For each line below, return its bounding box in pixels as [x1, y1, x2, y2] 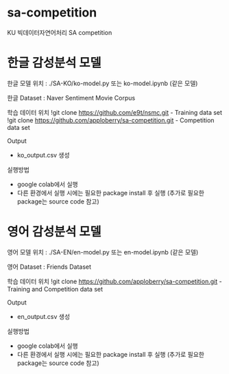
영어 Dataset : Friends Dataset [7, 263, 91, 271]
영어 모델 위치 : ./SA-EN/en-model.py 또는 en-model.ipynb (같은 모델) [7, 247, 199, 256]
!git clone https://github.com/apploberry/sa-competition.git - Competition [7, 115, 215, 124]
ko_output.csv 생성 [16, 151, 70, 159]
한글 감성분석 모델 [7, 55, 101, 71]
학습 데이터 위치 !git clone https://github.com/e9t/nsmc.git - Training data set [7, 108, 223, 116]
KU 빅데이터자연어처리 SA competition [7, 28, 112, 36]
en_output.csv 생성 [16, 312, 71, 320]
